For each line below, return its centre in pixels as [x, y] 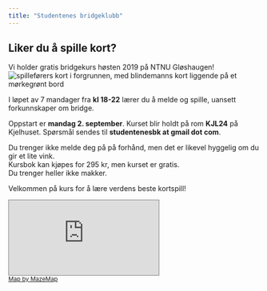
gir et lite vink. [32, 156]
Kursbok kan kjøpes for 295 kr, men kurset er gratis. [94, 165]
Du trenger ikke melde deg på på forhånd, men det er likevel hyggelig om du [134, 148]
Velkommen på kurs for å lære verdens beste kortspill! [97, 189]
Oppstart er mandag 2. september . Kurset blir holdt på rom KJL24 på [123, 124]
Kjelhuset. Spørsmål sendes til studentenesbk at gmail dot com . [115, 132]
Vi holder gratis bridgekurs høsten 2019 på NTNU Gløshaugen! [111, 67]
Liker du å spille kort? [63, 48]
